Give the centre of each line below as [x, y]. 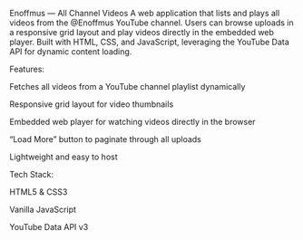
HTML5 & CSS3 [39, 192]
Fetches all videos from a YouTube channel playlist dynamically [127, 86]
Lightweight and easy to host [64, 157]
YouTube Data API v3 [49, 227]
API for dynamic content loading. [71, 52]
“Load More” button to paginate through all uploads [106, 139]
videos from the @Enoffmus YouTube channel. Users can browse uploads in [151, 23]
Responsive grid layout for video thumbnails [92, 104]
